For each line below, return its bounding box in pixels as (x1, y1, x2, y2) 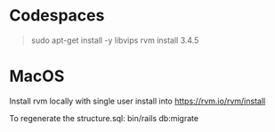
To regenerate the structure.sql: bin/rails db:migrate (9, 112, 198, 123)
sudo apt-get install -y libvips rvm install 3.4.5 (30, 35, 199, 45)
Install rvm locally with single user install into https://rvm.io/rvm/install (9, 95, 266, 106)
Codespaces (9, 5, 105, 26)
